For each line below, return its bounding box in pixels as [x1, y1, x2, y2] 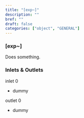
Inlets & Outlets [5, 66, 44, 73]
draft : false [5, 21, 33, 27]
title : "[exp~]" [5, 7, 39, 13]
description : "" [5, 12, 39, 17]
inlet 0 [5, 78, 19, 84]
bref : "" [5, 17, 24, 22]
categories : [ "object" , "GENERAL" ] [5, 26, 80, 31]
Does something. [5, 54, 41, 60]
